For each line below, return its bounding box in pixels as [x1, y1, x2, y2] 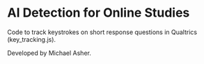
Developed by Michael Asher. [7, 49, 92, 57]
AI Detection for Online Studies [7, 5, 190, 21]
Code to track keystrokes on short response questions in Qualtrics [7, 28, 197, 36]
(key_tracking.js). [7, 35, 56, 43]
